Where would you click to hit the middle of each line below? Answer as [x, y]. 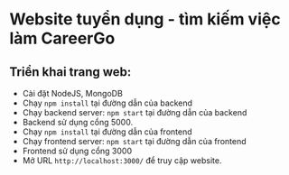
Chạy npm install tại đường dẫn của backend [107, 103]
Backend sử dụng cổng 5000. [78, 122]
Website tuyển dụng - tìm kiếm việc [145, 19]
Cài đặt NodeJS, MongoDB [73, 93]
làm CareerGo [62, 38]
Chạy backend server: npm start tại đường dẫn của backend [135, 112]
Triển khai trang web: [70, 72]
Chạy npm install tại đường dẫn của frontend [107, 132]
